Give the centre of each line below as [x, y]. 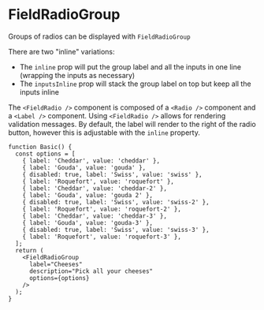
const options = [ [46, 154]
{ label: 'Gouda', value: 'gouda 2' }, [88, 195]
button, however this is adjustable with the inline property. [104, 133]
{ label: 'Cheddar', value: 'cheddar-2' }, [95, 188]
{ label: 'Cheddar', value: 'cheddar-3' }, [95, 216]
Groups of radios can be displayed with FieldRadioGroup [99, 36]
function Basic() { [40, 147]
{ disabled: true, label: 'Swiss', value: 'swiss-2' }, [116, 202]
